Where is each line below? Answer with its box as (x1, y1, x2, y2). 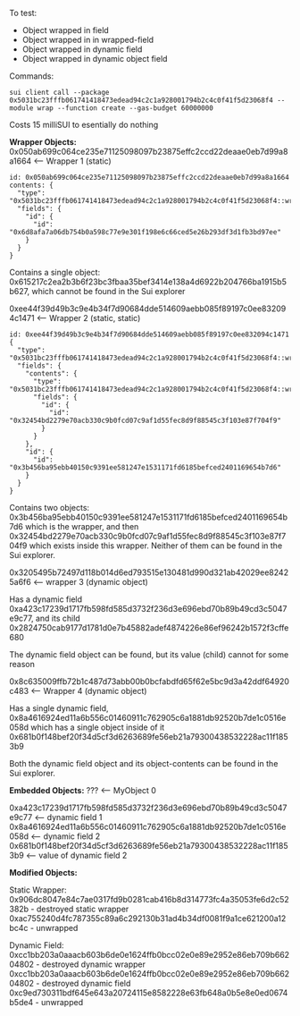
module (9, 104, 34, 113)
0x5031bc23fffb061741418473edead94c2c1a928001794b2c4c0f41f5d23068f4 (9, 96, 274, 105)
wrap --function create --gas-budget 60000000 (37, 104, 214, 113)
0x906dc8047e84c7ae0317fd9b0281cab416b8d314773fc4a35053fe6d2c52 (9, 894, 290, 904)
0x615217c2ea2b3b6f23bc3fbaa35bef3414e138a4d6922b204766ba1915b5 (9, 276, 287, 287)
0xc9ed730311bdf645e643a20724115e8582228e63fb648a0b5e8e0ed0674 (9, 987, 288, 998)
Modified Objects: (9, 868, 78, 877)
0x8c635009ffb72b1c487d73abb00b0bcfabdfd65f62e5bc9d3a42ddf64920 (9, 676, 290, 687)
